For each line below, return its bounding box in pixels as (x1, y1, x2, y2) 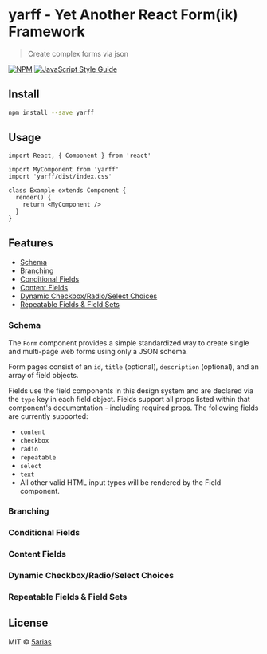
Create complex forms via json (27, 49, 129, 58)
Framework (8, 22, 85, 41)
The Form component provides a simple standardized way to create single (8, 337, 249, 348)
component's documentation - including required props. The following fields (8, 403, 259, 412)
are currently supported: (8, 411, 88, 420)
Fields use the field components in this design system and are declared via (8, 385, 253, 396)
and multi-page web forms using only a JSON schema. (8, 346, 189, 356)
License (8, 616, 49, 629)
